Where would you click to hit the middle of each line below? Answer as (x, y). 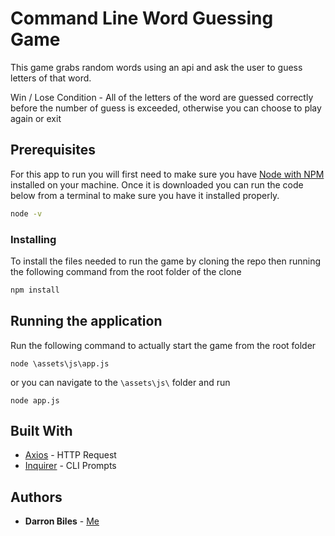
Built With (41, 431)
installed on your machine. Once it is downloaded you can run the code (157, 184)
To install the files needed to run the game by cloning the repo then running (166, 261)
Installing (33, 239)
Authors (36, 497)
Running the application (86, 321)
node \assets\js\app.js (60, 363)
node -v (26, 213)
